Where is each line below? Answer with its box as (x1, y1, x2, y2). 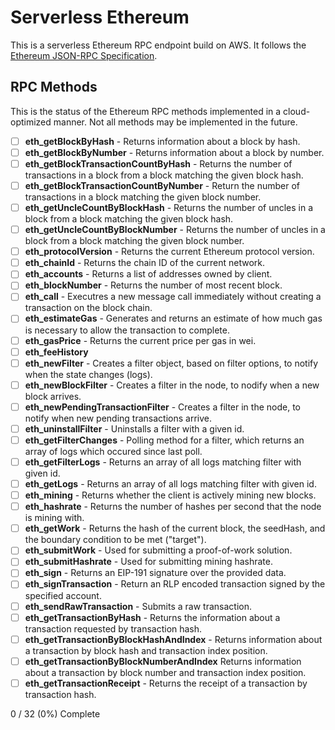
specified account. (24, 589, 102, 601)
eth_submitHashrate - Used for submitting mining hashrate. (24, 556, 273, 568)
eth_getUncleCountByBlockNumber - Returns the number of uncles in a (24, 224, 326, 236)
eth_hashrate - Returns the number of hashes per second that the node (24, 501, 322, 513)
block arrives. (24, 390, 82, 402)
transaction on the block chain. (24, 302, 153, 314)
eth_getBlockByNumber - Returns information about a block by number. (24, 146, 325, 158)
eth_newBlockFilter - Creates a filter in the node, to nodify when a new (24, 379, 320, 391)
